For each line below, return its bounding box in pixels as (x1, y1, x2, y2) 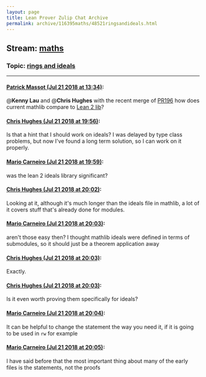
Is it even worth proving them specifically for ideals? (6, 295, 138, 303)
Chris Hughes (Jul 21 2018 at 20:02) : (6, 186, 102, 193)
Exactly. (6, 268, 26, 275)
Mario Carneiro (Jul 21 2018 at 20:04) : (6, 310, 105, 317)
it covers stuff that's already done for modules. (6, 206, 125, 213)
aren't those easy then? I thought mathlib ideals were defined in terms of (6, 234, 190, 241)
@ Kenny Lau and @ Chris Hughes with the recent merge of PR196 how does (6, 97, 200, 104)
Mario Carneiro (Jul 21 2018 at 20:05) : (6, 344, 105, 351)
